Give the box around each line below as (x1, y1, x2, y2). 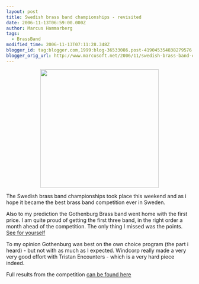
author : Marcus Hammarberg (6, 25, 73, 31)
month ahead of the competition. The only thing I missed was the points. (6, 222, 183, 230)
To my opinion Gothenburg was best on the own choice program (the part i (6, 240, 189, 247)
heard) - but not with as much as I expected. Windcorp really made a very (6, 247, 187, 254)
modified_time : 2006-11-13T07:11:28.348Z (6, 42, 110, 48)
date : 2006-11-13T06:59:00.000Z (6, 20, 86, 25)
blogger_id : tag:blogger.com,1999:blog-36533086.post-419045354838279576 (6, 47, 192, 53)
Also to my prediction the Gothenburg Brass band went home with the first (6, 210, 188, 217)
